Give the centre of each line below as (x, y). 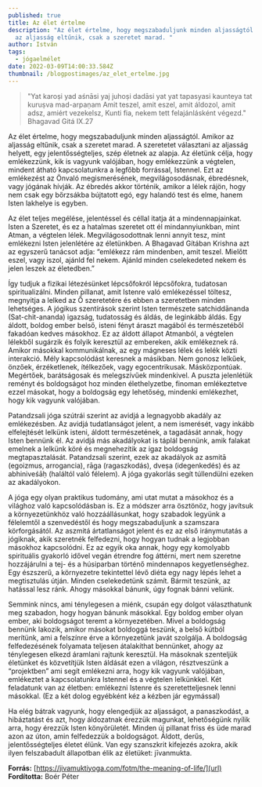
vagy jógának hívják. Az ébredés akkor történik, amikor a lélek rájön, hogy (127, 186)
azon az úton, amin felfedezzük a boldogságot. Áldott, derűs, (106, 736)
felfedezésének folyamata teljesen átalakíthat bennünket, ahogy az (116, 646)
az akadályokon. (34, 482)
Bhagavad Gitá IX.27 (60, 121)
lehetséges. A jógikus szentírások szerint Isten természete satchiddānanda (129, 308)
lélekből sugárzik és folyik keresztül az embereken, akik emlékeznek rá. (123, 341)
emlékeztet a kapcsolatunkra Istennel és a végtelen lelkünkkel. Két (115, 679)
